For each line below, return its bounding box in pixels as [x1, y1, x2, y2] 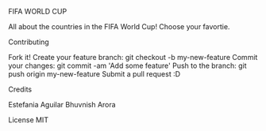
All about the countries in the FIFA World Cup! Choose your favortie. [8, 22, 230, 31]
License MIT [8, 115, 49, 125]
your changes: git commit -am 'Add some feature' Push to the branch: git [8, 61, 248, 70]
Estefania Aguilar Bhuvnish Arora [8, 100, 117, 109]
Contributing [8, 37, 49, 47]
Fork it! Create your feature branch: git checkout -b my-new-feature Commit [8, 53, 258, 62]
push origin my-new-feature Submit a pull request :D [8, 69, 181, 78]
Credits [8, 84, 33, 94]
